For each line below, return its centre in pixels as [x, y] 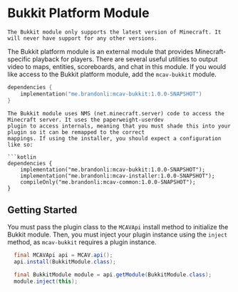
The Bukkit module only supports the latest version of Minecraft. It [114, 32]
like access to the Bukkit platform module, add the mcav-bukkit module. [112, 74]
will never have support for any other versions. [83, 38]
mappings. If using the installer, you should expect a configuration [114, 138]
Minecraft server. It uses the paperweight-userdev [86, 120]
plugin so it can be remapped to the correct [76, 132]
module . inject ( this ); [46, 281]
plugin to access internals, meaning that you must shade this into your [119, 126]
